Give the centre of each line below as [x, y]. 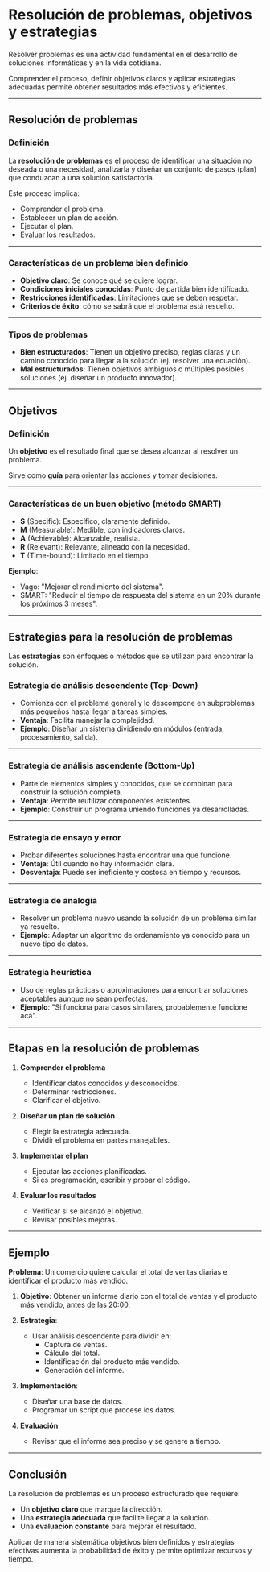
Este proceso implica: [44, 193]
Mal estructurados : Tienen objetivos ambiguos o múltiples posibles [132, 369]
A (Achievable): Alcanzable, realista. [80, 538]
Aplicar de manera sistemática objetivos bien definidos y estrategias [121, 1541]
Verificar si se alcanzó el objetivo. [88, 1211]
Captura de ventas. [76, 1345]
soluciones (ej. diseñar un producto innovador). [98, 378]
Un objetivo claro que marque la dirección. [91, 1509]
